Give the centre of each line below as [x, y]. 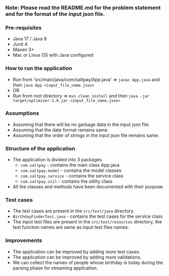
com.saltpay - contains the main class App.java [70, 165]
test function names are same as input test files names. [71, 227]
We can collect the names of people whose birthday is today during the [88, 262]
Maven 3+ [23, 49]
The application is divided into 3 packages [57, 160]
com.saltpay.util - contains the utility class [66, 181]
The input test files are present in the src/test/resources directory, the [87, 222]
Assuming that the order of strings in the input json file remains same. [86, 135]
